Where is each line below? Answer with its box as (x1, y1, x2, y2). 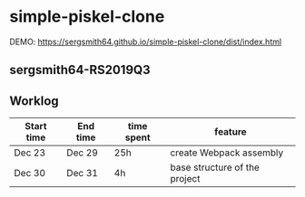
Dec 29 (66, 146, 98, 159)
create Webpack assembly (170, 146, 284, 159)
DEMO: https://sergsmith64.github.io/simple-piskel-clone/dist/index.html (9, 36, 282, 47)
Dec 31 (66, 167, 98, 180)
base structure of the (170, 161, 261, 174)
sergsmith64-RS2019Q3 (9, 62, 152, 78)
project (170, 173, 201, 185)
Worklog (9, 93, 59, 108)
